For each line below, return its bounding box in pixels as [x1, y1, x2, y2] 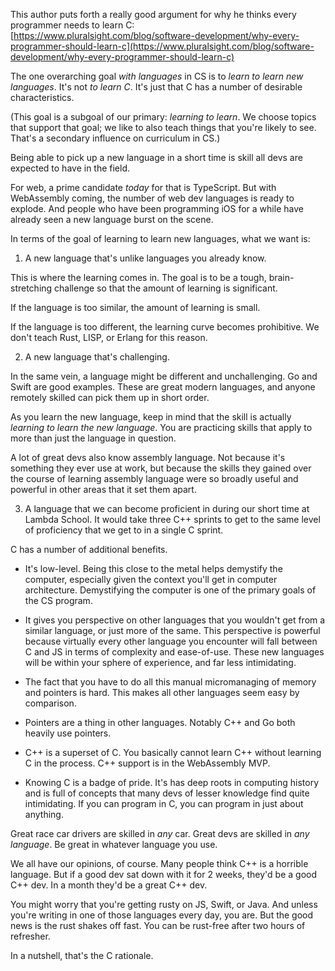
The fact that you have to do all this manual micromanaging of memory [24, 676, 317, 688]
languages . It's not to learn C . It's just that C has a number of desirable [10, 81, 303, 93]
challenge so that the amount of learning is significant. [54, 282, 278, 294]
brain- [268, 272, 295, 283]
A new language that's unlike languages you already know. [24, 252, 267, 264]
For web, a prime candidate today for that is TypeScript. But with [10, 182, 277, 193]
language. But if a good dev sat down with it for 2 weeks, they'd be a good [10, 869, 318, 880]
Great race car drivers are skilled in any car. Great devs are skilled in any [10, 828, 310, 839]
